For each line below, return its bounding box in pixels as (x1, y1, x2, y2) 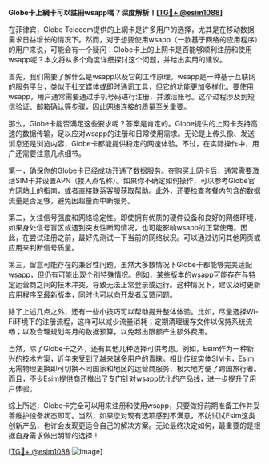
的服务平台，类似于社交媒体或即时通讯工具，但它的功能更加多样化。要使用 (8, 82, 254, 91)
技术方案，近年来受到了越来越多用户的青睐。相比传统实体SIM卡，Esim (22, 354, 255, 363)
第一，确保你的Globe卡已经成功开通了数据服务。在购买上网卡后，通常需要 (8, 166, 252, 175)
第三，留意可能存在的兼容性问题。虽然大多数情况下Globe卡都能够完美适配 (8, 260, 252, 269)
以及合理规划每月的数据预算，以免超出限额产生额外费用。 (22, 327, 212, 336)
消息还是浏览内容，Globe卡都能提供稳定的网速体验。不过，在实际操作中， (8, 139, 252, 148)
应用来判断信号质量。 (8, 243, 78, 252)
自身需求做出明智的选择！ (14, 431, 100, 440)
